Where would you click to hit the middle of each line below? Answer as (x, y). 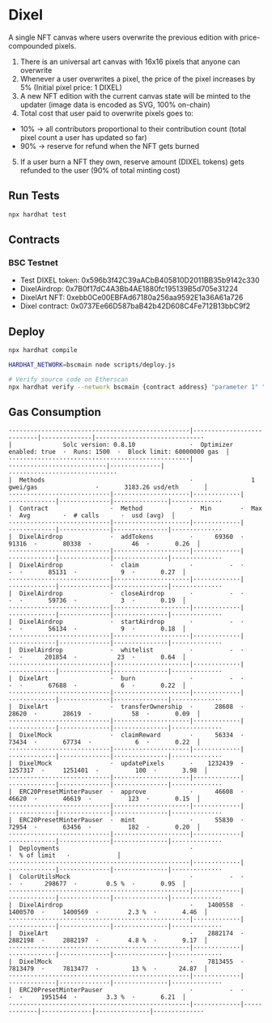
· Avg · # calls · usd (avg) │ (92, 516)
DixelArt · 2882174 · (132, 934)
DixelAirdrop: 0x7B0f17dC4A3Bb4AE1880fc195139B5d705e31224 (129, 289)
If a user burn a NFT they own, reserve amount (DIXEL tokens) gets (132, 161)
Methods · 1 (137, 480)
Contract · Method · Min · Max (141, 509)
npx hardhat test (38, 214)
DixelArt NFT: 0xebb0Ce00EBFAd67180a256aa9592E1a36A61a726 (132, 298)
